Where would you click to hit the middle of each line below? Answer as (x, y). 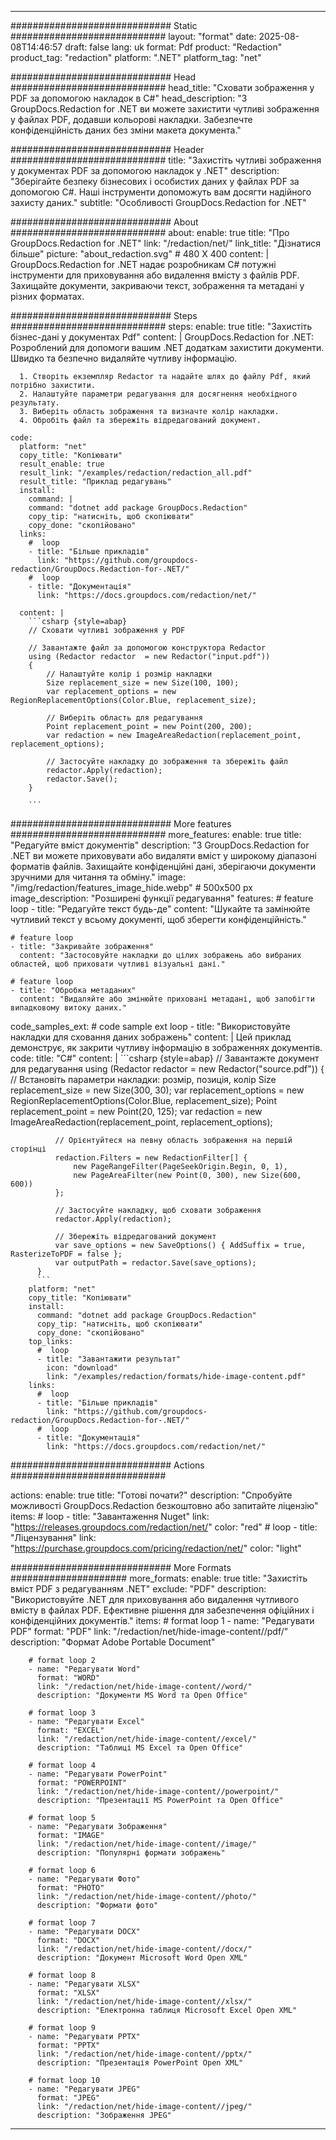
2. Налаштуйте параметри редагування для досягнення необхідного (158, 394)
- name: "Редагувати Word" (84, 1669)
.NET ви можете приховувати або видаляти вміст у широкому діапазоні (163, 855)
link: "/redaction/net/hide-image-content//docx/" (144, 1949)
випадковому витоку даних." (69, 1008)
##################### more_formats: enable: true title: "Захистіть (159, 1578)
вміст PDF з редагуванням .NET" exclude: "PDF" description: (138, 1589)
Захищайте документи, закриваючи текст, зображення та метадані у (157, 285)
